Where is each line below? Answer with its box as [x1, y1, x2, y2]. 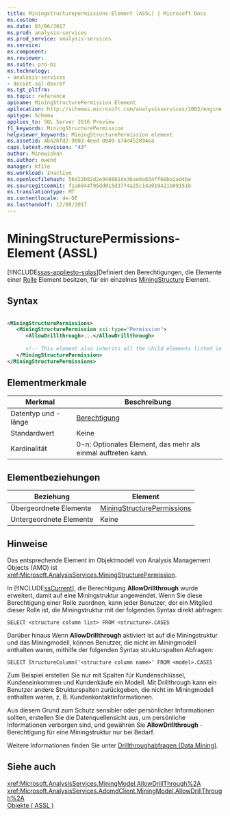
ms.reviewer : [7, 55, 44, 62]
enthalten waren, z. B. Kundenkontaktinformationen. [7, 693, 154, 701]
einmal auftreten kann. [76, 448, 149, 458]
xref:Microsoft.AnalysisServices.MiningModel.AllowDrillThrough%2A [7, 779, 201, 787]
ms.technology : [7, 67, 51, 74]
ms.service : [7, 42, 41, 49]
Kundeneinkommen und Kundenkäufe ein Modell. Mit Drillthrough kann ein [7, 678, 217, 686]
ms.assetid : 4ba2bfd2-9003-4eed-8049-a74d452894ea [7, 138, 155, 145]
